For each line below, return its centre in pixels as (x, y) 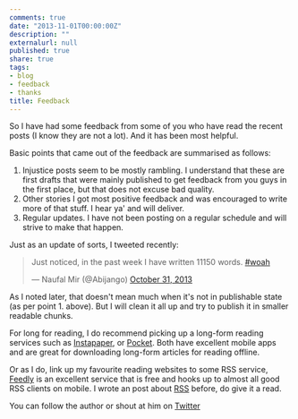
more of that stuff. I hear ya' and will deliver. (103, 209)
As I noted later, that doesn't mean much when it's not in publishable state (146, 297)
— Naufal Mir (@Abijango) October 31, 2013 (111, 279)
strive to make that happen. (72, 227)
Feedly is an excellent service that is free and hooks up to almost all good (145, 379)
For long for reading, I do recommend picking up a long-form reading (136, 333)
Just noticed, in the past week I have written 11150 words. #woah (150, 262)
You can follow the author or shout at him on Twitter (105, 406)
